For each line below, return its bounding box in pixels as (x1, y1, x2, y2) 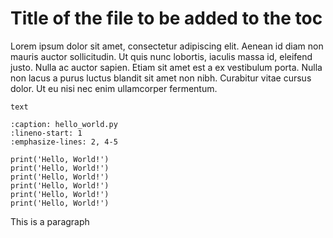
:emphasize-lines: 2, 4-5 (10, 137, 118, 147)
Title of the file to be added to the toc (10, 7, 323, 30)
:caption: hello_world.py (10, 119, 118, 129)
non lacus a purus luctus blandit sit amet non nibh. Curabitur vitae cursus (10, 72, 312, 84)
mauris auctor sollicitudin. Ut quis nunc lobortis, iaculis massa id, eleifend (10, 50, 313, 62)
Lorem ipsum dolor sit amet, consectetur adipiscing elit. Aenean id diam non (10, 40, 324, 52)
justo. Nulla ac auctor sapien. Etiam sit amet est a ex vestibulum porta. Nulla (10, 61, 323, 73)
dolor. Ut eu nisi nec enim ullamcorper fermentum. (10, 82, 218, 94)
